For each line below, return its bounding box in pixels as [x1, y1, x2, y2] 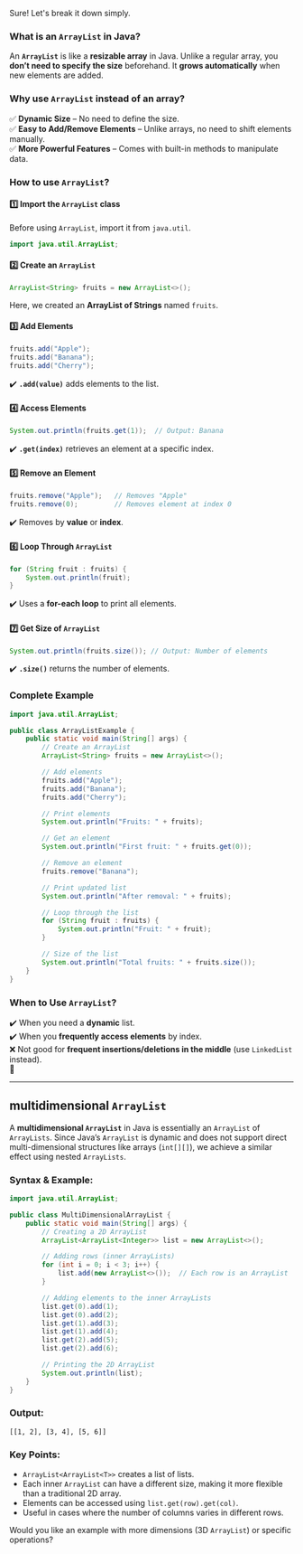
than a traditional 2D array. [22, 1488, 122, 1499]
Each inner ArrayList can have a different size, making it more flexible [22, 1478, 283, 1490]
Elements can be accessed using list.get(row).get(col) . [22, 1498, 239, 1509]
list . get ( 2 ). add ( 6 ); [41, 1344, 119, 1353]
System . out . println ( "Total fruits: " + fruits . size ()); [41, 957, 256, 966]
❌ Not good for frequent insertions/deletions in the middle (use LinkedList [9, 1043, 293, 1054]
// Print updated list [41, 883, 127, 892]
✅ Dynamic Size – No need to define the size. [9, 113, 180, 124]
